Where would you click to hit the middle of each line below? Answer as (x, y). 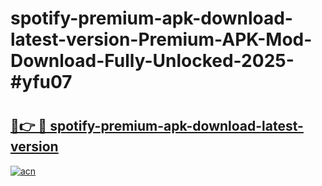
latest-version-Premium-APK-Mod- (161, 39)
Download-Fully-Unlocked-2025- (152, 61)
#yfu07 (41, 82)
